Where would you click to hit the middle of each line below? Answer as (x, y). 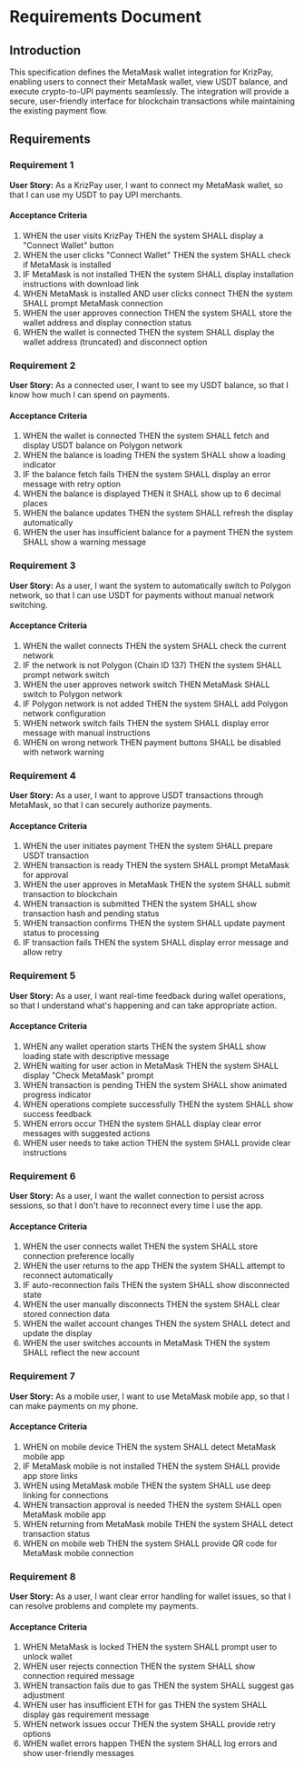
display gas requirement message (86, 1714)
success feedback (57, 1113)
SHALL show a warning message (84, 542)
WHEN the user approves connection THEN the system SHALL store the (157, 313)
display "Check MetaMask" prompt (88, 1075)
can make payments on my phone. (74, 1405)
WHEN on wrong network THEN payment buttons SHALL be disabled (152, 742)
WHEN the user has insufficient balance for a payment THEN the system (157, 533)
